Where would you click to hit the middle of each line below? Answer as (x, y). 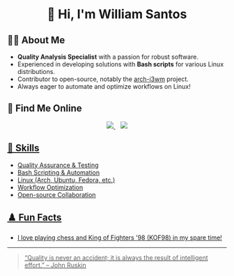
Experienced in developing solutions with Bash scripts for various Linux (120, 64)
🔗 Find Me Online (45, 109)
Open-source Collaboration (56, 194)
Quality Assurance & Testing (58, 165)
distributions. (36, 72)
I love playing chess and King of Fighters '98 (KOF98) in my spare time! (120, 238)
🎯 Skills (23, 148)
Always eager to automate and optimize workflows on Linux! (104, 86)
